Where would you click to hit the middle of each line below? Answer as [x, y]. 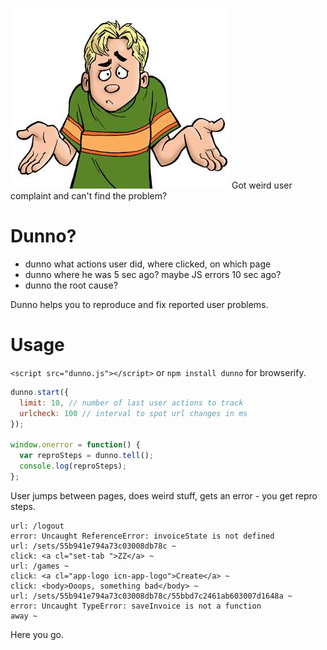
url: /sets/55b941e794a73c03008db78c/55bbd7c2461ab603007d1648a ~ [151, 596]
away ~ [24, 616]
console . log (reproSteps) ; [73, 466]
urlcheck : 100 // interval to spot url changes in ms [133, 413]
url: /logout [37, 526]
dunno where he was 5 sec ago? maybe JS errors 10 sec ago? [153, 274]
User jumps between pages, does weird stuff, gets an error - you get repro [164, 495]
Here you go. [37, 634]
